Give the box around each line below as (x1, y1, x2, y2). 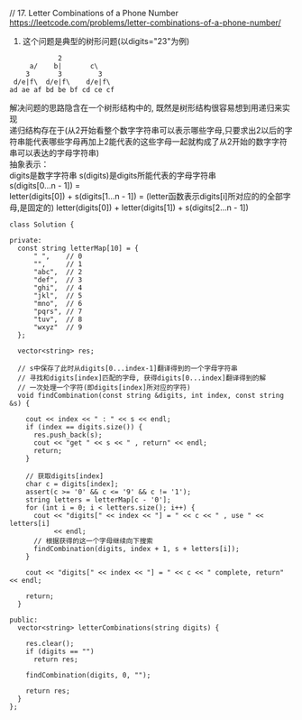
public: (9, 615, 39, 624)
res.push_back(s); (32, 430, 103, 439)
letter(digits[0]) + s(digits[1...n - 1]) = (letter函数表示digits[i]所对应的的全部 (9, 191, 284, 201)
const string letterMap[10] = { (17, 244, 140, 253)
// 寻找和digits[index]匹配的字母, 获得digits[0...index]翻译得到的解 (17, 374, 267, 383)
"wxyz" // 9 (32, 323, 83, 332)
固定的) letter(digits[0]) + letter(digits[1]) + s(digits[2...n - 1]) (27, 202, 250, 213)
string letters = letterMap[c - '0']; (25, 495, 171, 504)
